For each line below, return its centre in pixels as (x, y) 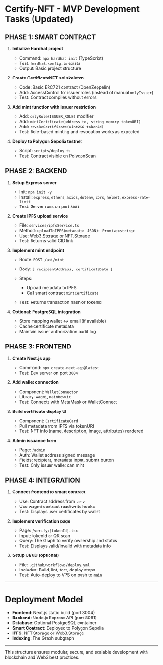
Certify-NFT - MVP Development (72, 9)
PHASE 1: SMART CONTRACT (50, 37)
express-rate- (136, 197)
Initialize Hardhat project (37, 49)
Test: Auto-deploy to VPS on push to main (61, 575)
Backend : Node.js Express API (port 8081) (54, 618)
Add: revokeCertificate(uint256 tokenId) (62, 127)
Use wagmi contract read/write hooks (57, 507)
